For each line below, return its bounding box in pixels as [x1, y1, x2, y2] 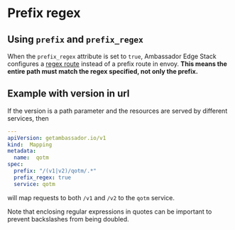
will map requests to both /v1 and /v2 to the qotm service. [7, 193, 175, 202]
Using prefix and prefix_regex [7, 33, 143, 45]
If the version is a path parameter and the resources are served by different [7, 106, 228, 115]
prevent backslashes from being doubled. [7, 214, 129, 223]
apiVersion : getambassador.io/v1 [7, 134, 106, 141]
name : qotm [13, 154, 50, 161]
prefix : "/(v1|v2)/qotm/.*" [13, 168, 97, 175]
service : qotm [13, 180, 55, 187]
